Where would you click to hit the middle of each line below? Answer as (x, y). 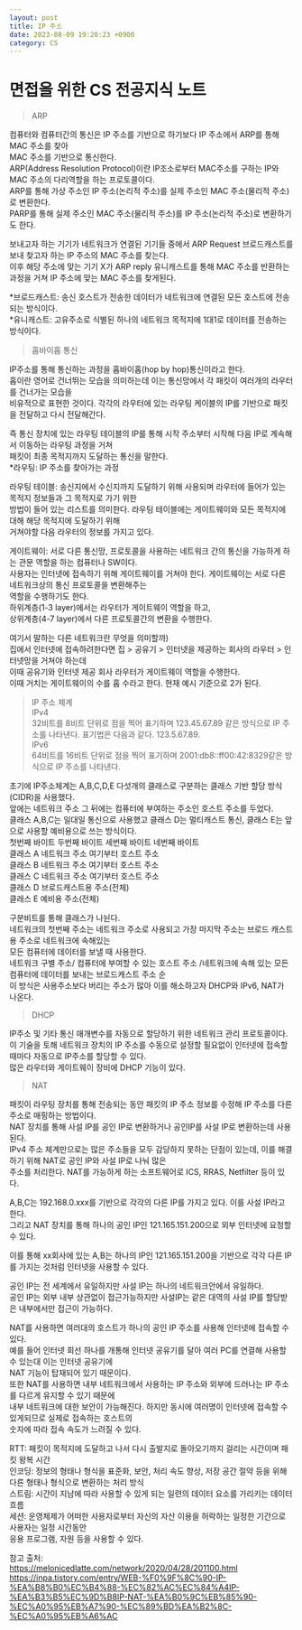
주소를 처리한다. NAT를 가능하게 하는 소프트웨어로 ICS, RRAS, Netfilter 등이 (142, 1172)
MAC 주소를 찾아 (39, 146)
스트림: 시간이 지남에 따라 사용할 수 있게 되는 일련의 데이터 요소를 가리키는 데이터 (151, 1494)
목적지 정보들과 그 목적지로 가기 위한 (73, 498)
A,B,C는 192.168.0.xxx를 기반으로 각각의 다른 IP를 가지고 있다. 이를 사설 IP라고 (147, 1203)
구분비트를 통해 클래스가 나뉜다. (65, 918)
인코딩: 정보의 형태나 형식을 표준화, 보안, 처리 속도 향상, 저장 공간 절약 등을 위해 (148, 1471)
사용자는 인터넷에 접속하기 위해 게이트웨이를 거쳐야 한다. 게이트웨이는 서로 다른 (148, 573)
